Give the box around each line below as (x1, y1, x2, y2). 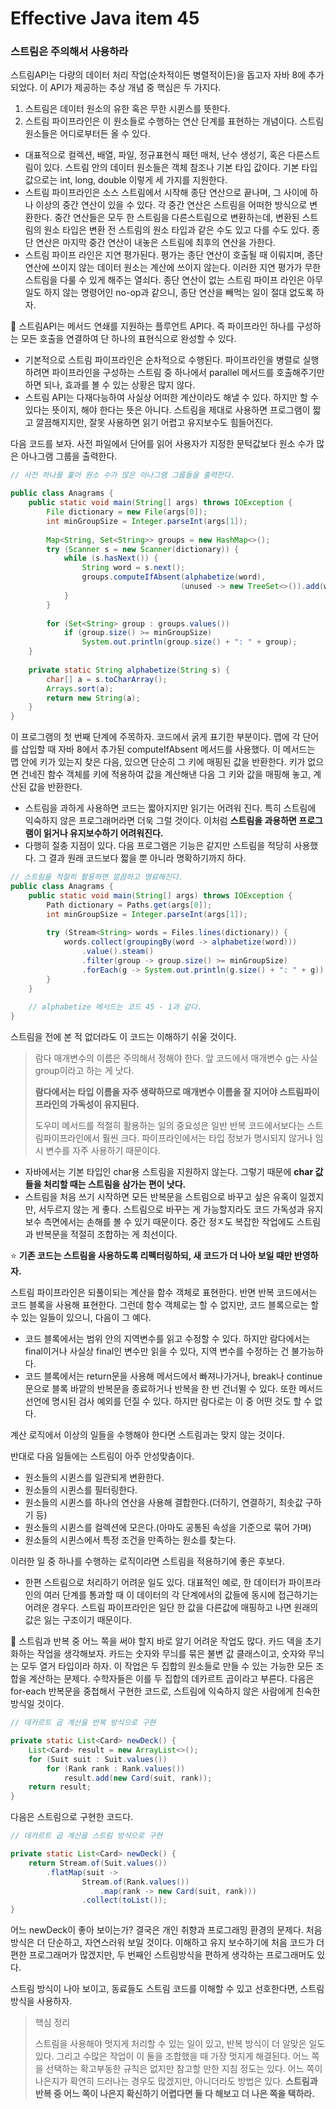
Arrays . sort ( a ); (46, 683, 114, 694)
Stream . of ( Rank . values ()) (81, 1877, 190, 1887)
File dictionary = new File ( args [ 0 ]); (46, 507, 208, 517)
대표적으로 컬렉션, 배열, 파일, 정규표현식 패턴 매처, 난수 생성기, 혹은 (24, 149, 287, 161)
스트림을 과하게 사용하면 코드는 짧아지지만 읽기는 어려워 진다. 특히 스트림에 (24, 802, 317, 814)
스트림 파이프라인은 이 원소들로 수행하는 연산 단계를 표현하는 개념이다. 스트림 (24, 115, 325, 127)
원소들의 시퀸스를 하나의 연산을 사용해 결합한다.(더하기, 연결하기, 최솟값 (24, 1497, 303, 1509)
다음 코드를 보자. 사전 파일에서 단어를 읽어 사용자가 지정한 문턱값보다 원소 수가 (10, 438, 315, 450)
